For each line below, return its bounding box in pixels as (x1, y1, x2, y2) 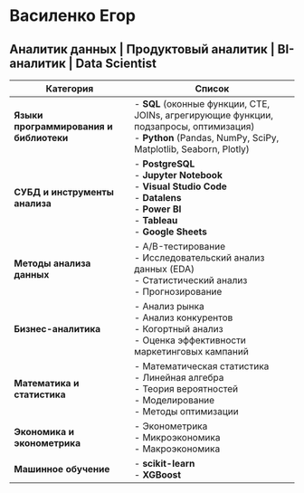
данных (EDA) (134, 263, 195, 275)
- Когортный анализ (134, 323, 223, 335)
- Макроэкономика (134, 442, 221, 455)
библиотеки (14, 132, 69, 144)
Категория (45, 82, 94, 95)
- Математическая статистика (134, 360, 270, 372)
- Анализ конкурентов (134, 311, 233, 324)
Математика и (14, 377, 80, 389)
